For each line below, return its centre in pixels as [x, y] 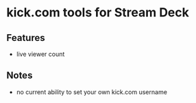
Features [26, 38]
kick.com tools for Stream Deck [98, 13]
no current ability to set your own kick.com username [91, 92]
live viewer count [40, 54]
